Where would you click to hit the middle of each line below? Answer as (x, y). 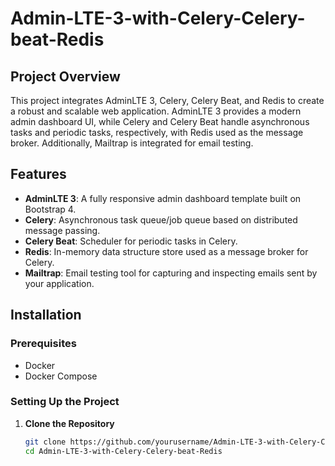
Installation (46, 315)
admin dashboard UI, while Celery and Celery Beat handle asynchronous (160, 121)
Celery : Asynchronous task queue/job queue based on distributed (161, 219)
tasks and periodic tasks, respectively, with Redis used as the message (157, 132)
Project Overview (65, 76)
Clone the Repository (69, 423)
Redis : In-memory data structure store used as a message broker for (166, 251)
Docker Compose (61, 376)
